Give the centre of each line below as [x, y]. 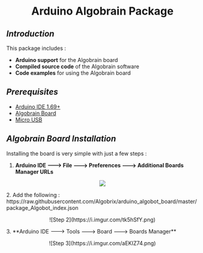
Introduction [30, 34]
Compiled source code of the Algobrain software [77, 66]
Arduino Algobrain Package [102, 11]
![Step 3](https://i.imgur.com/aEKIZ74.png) [102, 243]
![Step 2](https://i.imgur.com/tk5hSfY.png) [102, 220]
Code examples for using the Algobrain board [73, 73]
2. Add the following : [33, 195]
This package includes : [36, 48]
